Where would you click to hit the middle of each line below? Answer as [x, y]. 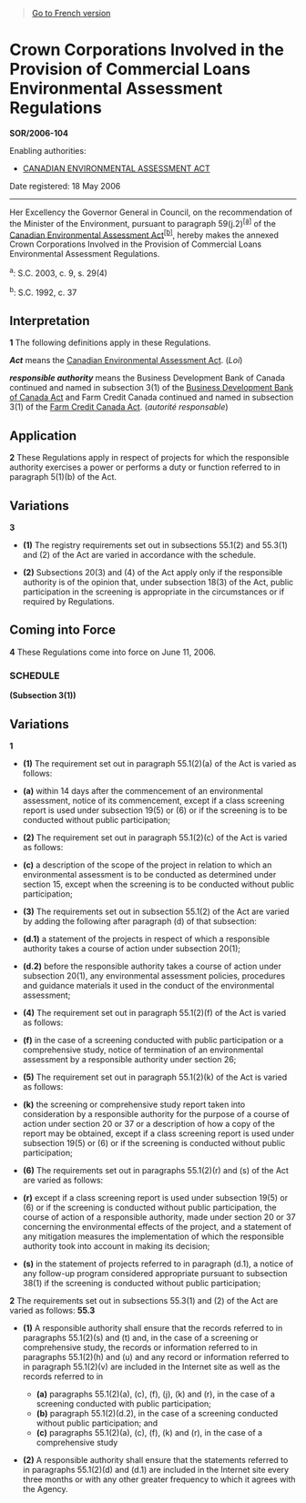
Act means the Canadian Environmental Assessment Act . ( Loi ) [126, 361]
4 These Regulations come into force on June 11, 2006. [112, 652]
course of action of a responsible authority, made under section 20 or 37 [159, 1217]
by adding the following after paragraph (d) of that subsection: [140, 921]
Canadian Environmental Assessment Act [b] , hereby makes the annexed [144, 234]
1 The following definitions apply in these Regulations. [110, 343]
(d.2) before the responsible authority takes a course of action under [152, 966]
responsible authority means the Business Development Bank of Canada [147, 378]
